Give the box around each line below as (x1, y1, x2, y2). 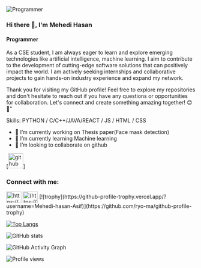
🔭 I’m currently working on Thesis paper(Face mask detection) (14, 129, 170, 136)
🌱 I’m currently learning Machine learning (14, 135, 117, 142)
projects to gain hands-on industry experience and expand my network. (6, 75, 184, 82)
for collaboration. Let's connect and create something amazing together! (6, 99, 186, 106)
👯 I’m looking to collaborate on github (14, 141, 108, 148)
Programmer (6, 35, 39, 43)
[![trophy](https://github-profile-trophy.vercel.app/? (38, 193, 167, 201)
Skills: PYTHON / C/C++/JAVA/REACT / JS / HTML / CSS (6, 117, 146, 124)
